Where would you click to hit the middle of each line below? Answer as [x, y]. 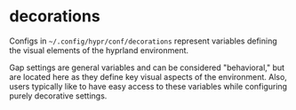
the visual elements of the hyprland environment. [99, 50]
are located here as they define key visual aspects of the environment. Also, [148, 76]
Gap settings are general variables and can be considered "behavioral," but [147, 67]
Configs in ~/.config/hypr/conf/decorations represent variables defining [143, 41]
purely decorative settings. [58, 96]
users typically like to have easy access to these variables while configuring [148, 86]
